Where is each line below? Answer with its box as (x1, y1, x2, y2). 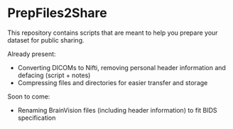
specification (17, 113, 56, 122)
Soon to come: (7, 92, 50, 101)
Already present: (7, 50, 56, 58)
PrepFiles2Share (7, 5, 108, 21)
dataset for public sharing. (7, 35, 85, 44)
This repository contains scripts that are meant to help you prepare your (7, 28, 218, 37)
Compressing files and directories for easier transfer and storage (17, 78, 208, 86)
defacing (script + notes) (17, 71, 91, 79)
